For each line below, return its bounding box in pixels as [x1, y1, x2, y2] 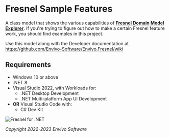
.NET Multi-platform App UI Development [20, 95, 107, 101]
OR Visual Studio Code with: [12, 101, 72, 107]
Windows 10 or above [12, 74, 59, 80]
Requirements [5, 60, 51, 69]
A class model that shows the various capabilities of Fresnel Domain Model [5, 20, 164, 26]
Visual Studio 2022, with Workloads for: [12, 85, 96, 91]
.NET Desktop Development [20, 90, 79, 96]
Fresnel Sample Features [5, 3, 113, 15]
